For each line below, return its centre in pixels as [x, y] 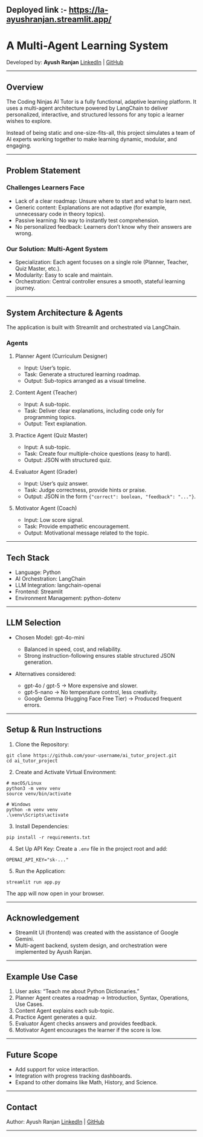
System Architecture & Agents [65, 313]
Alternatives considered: [46, 673]
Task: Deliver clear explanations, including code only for [94, 411]
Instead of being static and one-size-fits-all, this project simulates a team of [101, 133]
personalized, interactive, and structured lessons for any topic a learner [95, 115]
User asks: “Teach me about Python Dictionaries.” [77, 991]
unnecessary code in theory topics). [60, 214]
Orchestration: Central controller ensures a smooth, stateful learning [100, 282]
